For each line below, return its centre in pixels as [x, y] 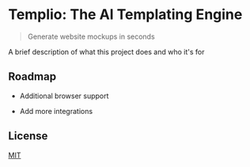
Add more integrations [56, 111]
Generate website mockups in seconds [91, 36]
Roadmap [32, 77]
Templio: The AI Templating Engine [125, 15]
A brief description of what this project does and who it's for [106, 51]
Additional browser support [64, 96]
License [28, 136]
